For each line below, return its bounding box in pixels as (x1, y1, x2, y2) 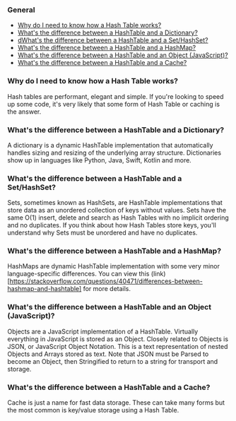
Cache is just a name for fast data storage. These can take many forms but (7, 398, 225, 407)
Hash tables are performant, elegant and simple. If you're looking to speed (7, 92, 224, 100)
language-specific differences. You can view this (7, 270, 150, 278)
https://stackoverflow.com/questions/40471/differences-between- (9, 277, 203, 285)
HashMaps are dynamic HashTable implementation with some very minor (7, 262, 220, 271)
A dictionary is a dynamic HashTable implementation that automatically (7, 141, 213, 149)
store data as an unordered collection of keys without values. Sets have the (7, 206, 227, 215)
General (7, 5, 35, 15)
